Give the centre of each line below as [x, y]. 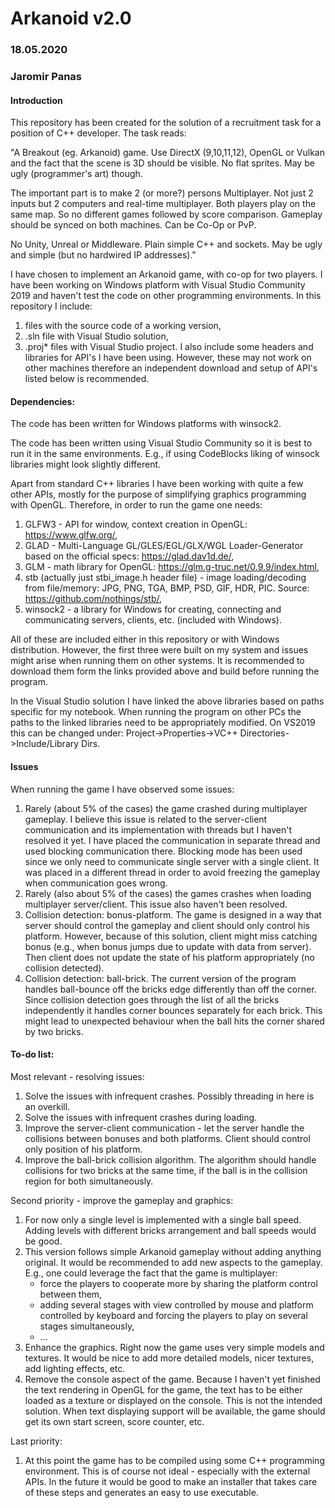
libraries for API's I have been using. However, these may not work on [168, 358]
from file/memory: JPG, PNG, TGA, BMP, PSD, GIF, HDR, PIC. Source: [167, 588]
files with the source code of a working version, [123, 326]
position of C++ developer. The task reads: [98, 133]
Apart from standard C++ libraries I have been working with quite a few [157, 484]
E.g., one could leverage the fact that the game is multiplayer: [151, 1273]
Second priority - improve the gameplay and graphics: [122, 1200]
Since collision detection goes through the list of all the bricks [152, 999]
